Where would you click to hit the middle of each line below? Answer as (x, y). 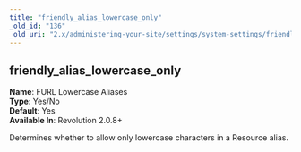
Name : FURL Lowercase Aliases (69, 92)
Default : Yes (32, 111)
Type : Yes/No (35, 101)
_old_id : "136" (38, 26)
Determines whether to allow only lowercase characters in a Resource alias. (149, 138)
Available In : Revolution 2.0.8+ (66, 121)
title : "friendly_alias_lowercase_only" (86, 17)
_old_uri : (28, 34)
